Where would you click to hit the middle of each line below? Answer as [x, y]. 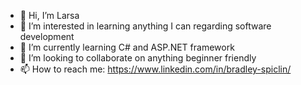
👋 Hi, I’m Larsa [49, 15]
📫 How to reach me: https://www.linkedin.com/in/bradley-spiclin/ [155, 69]
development [47, 36]
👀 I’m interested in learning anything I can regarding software [145, 26]
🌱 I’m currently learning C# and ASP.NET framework [127, 47]
